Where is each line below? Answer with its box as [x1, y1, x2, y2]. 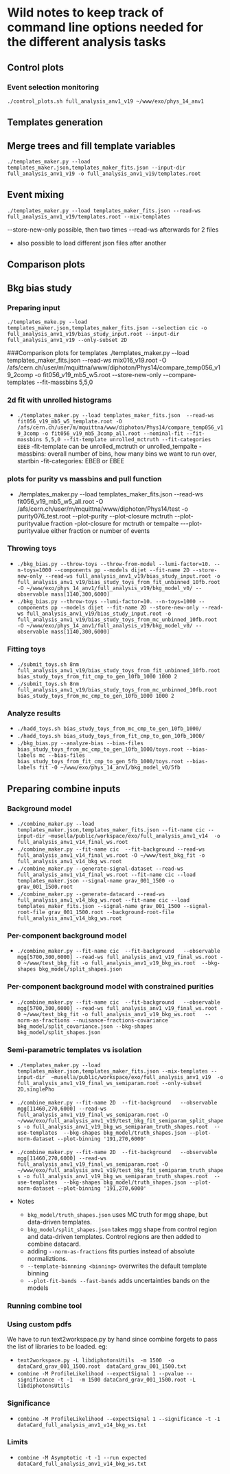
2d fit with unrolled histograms [7, 395, 112, 405]
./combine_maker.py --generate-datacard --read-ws [16, 891, 165, 898]
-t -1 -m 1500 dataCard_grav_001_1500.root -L [57, 1377, 196, 1384]
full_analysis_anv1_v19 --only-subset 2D [7, 336, 128, 343]
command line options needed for [7, 19, 204, 35]
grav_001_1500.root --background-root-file [47, 909, 174, 916]
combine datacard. [27, 1240, 81, 1249]
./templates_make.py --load [7, 319, 88, 325]
